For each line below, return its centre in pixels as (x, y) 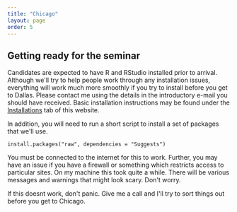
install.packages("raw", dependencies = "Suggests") (87, 145)
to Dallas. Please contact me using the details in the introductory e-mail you (117, 95)
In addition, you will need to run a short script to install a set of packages (113, 124)
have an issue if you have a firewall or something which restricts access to (116, 165)
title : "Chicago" (33, 14)
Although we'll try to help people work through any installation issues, (109, 80)
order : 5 (20, 27)
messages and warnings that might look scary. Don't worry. (94, 180)
